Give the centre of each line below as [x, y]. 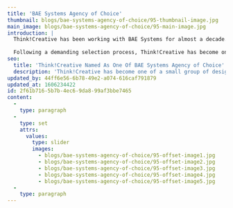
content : [20, 98]
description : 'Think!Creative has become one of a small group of [111, 71]
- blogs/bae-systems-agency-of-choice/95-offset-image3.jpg [127, 168]
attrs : [29, 130]
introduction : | [31, 33]
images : [43, 149]
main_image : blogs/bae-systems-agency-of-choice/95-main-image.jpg [107, 26]
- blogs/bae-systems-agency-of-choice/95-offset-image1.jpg [127, 156]
